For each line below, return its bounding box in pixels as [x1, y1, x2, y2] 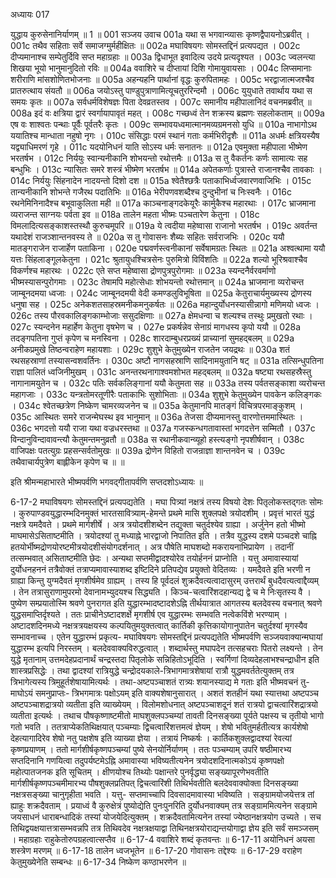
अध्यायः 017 [10, 9, 50, 20]
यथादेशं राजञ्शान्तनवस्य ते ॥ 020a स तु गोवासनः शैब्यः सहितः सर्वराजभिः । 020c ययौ [10, 231, 285, 243]
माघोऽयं [10, 687, 33, 699]
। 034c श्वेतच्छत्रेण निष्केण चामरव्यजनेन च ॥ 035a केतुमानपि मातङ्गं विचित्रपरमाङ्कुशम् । [10, 400, 304, 411]
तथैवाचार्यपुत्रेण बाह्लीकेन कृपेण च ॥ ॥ [10, 456, 125, 468]
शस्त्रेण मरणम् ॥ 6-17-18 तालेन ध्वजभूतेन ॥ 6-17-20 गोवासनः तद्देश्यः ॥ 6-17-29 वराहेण [10, 845, 303, 856]
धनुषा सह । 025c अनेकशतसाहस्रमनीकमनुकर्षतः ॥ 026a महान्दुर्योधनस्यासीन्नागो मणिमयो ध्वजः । [10, 299, 320, 310]
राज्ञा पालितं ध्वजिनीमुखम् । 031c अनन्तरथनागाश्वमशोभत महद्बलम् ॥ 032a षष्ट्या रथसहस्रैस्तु [10, 366, 312, 378]
